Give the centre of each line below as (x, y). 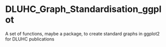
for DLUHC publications (30, 39)
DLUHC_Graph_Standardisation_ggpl (84, 9)
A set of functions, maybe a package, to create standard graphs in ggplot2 (82, 33)
